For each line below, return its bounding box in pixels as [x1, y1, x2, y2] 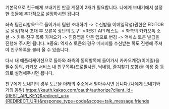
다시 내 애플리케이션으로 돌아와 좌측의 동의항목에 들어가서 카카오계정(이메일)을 [5, 58, 160, 63]
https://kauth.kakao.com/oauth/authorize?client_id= [25, 87, 134, 93]
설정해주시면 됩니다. [14, 70, 54, 76]
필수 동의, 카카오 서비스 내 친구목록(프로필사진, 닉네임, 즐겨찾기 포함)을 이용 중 [5, 64, 159, 70]
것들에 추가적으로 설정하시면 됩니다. [10, 11, 81, 17]
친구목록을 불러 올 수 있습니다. [10, 47, 70, 52]
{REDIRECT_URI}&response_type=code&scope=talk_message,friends [5, 98, 150, 104]
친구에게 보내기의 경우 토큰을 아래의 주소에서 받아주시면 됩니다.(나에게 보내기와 [5, 81, 160, 87]
